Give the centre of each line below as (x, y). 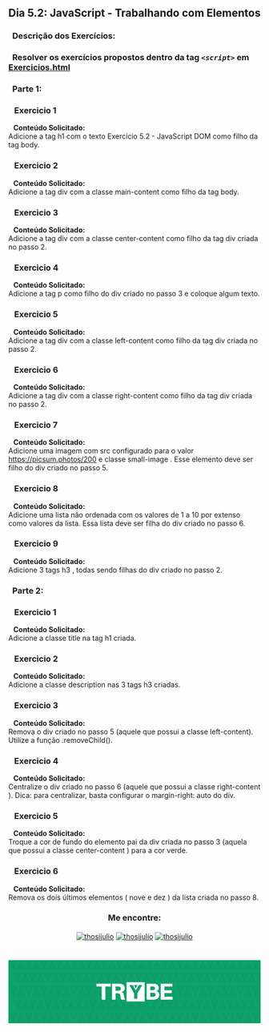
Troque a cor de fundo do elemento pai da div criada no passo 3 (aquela (128, 842)
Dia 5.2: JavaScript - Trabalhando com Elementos (134, 13)
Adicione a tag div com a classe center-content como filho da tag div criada (133, 239)
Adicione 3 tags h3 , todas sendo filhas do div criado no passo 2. (115, 570)
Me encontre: (134, 918)
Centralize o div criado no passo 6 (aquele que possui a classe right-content (134, 786)
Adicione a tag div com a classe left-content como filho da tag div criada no (133, 341)
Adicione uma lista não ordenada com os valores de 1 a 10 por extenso (124, 514)
